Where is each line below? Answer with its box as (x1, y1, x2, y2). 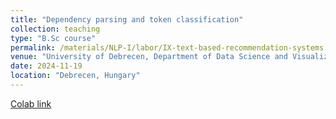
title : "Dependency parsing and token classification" (10, 14, 244, 25)
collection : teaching (10, 24, 101, 34)
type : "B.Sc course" (10, 33, 97, 43)
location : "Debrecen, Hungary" (10, 71, 141, 81)
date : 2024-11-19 (10, 61, 83, 71)
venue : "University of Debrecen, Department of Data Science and (10, 52, 288, 62)
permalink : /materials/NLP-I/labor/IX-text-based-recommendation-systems (10, 42, 325, 53)
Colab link (10, 97, 52, 110)
